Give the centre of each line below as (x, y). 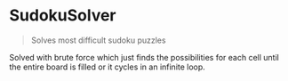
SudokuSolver (63, 16)
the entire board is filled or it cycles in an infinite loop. (108, 67)
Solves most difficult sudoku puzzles (98, 40)
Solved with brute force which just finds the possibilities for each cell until (144, 57)
